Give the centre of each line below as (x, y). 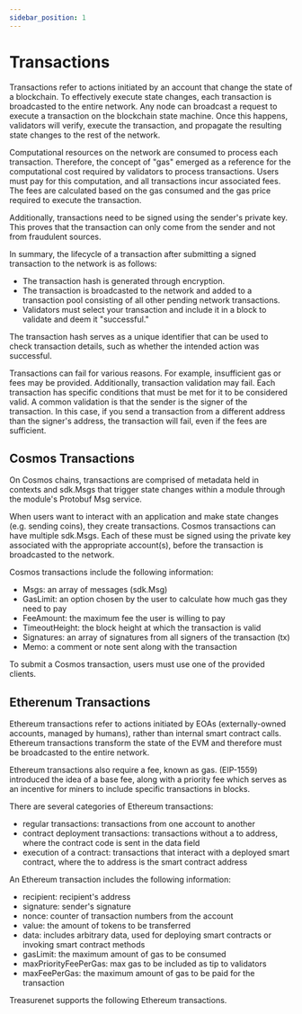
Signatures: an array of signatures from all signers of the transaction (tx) (156, 637)
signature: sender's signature (77, 907)
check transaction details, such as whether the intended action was (134, 346)
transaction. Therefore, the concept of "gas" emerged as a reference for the (150, 162)
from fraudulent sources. (55, 236)
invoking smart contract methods (84, 945)
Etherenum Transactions (80, 702)
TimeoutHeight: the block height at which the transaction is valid (142, 628)
